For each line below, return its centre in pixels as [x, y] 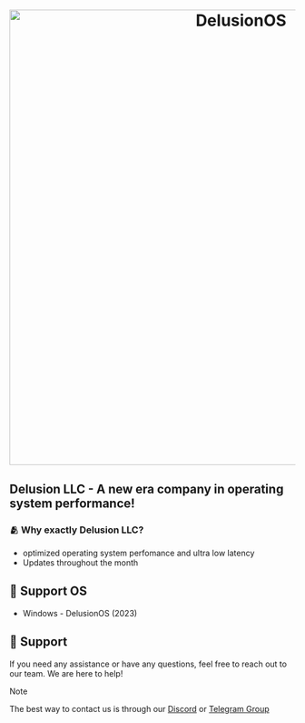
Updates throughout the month [80, 562]
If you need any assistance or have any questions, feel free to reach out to [148, 664]
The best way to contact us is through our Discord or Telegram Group [139, 708]
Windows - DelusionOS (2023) [80, 613]
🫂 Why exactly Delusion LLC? [77, 530]
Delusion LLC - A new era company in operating [147, 489]
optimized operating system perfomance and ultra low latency [138, 553]
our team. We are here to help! [66, 673]
